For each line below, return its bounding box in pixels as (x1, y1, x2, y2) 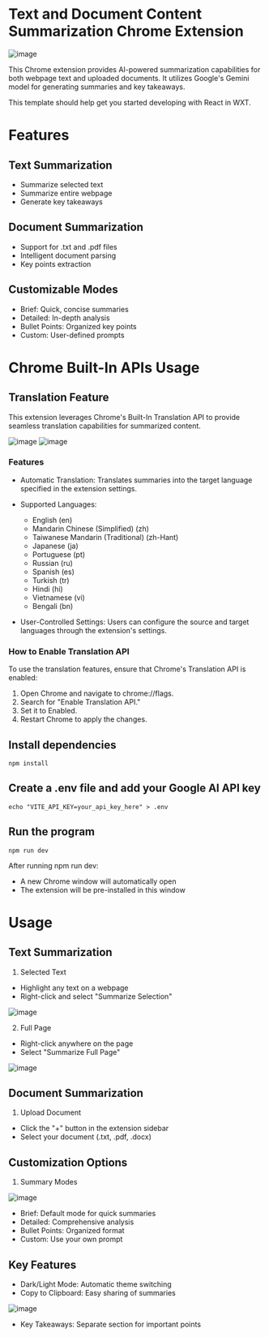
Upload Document (19, 1108, 82, 1117)
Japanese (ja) (32, 541, 79, 551)
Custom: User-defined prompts (19, 330, 125, 340)
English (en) (32, 515, 73, 525)
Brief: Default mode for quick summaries (19, 1209, 156, 1219)
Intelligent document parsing (19, 251, 117, 260)
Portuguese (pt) (32, 549, 86, 559)
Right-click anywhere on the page (19, 1039, 134, 1048)
